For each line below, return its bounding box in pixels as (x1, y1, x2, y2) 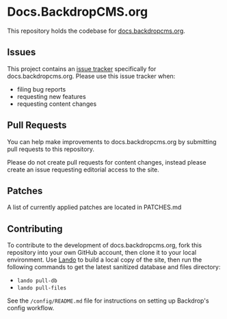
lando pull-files (16, 285, 67, 292)
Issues (7, 46, 36, 58)
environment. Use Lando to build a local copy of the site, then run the (7, 255, 202, 264)
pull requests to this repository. (7, 145, 94, 153)
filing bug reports (16, 85, 66, 93)
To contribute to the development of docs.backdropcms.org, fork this (7, 241, 202, 249)
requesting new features (16, 92, 87, 100)
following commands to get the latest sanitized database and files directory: (7, 263, 221, 271)
